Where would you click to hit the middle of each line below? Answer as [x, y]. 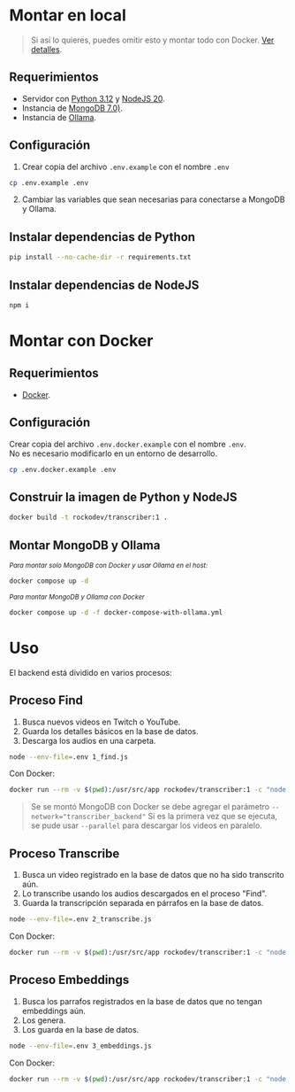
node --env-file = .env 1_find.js [68, 757]
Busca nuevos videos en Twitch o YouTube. [101, 722]
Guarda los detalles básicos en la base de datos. [110, 731]
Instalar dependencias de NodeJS [104, 285]
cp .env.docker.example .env [63, 469]
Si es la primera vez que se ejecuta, [213, 817]
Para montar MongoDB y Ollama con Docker [77, 597]
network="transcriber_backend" [88, 817]
